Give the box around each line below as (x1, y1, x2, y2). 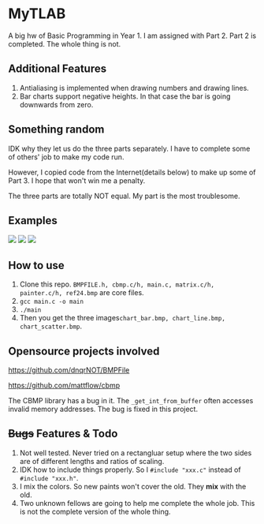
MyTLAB (8, 5, 66, 23)
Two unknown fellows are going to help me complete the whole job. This (19, 498, 255, 507)
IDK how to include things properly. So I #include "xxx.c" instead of (19, 465, 242, 474)
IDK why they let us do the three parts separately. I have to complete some (8, 144, 251, 153)
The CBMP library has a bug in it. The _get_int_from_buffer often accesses (8, 396, 254, 405)
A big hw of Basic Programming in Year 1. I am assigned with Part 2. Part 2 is (8, 31, 257, 40)
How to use (8, 258, 65, 272)
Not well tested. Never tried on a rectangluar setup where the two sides (19, 447, 252, 458)
